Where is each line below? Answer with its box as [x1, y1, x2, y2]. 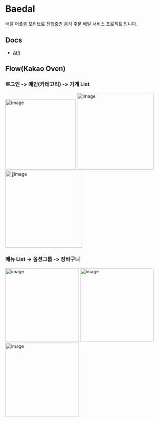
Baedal [5, 3, 35, 15]
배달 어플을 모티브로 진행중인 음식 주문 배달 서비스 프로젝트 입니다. [5, 21, 138, 27]
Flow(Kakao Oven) [5, 65, 66, 73]
